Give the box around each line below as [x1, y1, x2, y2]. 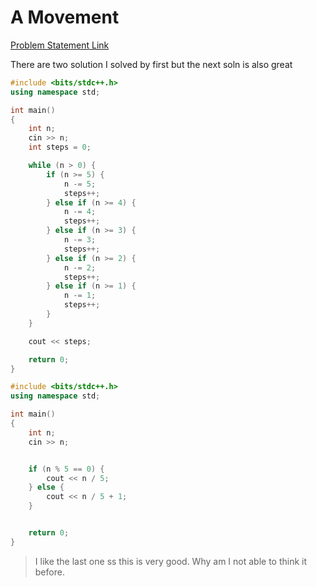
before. [34, 566, 65, 578]
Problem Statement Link [10, 39, 110, 51]
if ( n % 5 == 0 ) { [28, 464, 105, 474]
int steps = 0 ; [28, 142, 92, 153]
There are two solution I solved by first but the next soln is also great [10, 58, 293, 70]
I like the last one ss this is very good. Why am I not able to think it [34, 555, 308, 567]
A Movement [10, 6, 120, 29]
